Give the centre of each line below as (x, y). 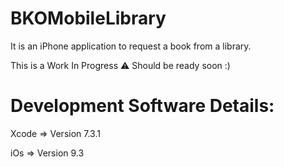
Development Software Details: (142, 106)
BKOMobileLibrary (88, 18)
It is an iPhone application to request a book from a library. (131, 46)
